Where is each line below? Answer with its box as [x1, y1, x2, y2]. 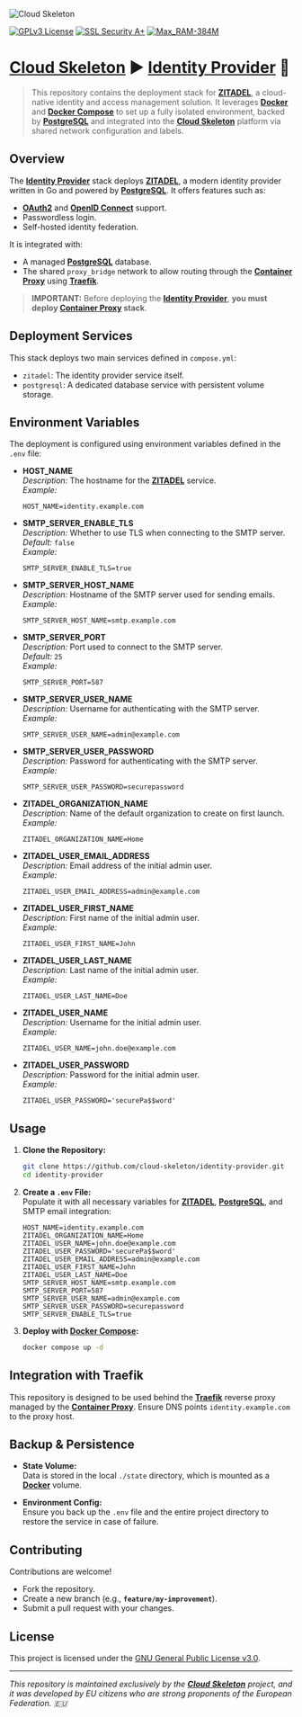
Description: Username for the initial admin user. [22, 1017, 202, 1028]
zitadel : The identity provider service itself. [22, 370, 184, 380]
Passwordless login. [22, 211, 97, 222]
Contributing [9, 1543, 83, 1558]
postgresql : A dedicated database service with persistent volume [22, 379, 265, 390]
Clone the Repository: [22, 1145, 106, 1156]
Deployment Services [9, 328, 133, 344]
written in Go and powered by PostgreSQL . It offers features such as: [9, 184, 266, 195]
